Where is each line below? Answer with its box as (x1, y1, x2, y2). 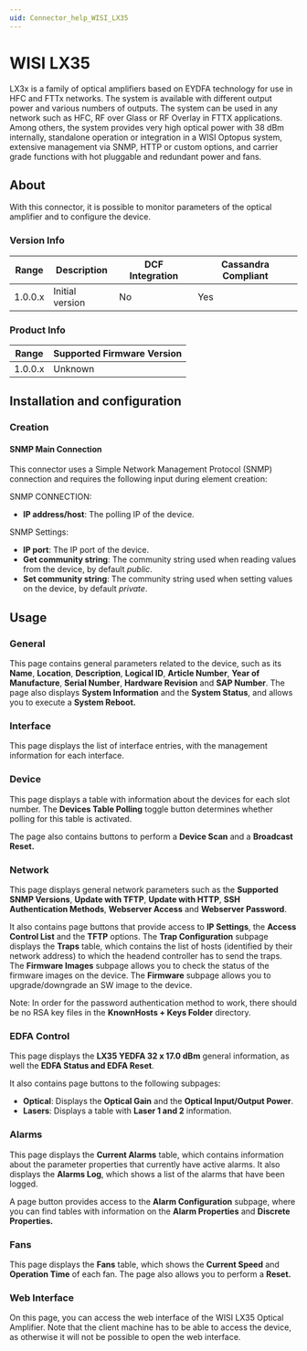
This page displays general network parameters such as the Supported (9, 884, 279, 896)
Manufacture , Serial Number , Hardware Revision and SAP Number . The (9, 677, 286, 688)
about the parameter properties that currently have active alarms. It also (9, 1158, 281, 1170)
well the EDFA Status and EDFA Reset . (9, 1060, 154, 1071)
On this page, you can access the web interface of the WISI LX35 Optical (9, 1313, 284, 1324)
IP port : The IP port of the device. (22, 545, 150, 556)
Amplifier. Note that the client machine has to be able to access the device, (9, 1322, 292, 1333)
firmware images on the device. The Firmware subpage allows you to (9, 970, 271, 981)
